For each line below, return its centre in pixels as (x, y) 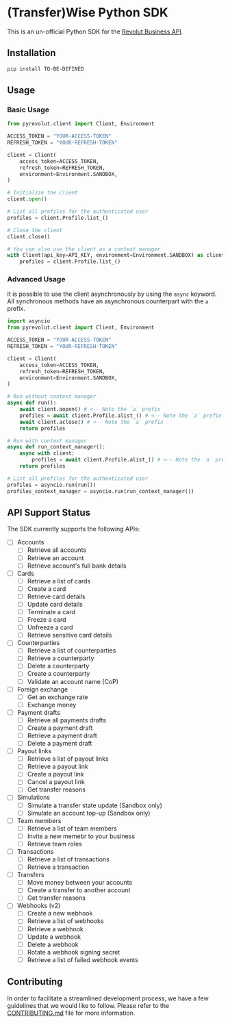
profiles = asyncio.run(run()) (52, 485)
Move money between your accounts (80, 883)
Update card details (55, 604)
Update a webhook (54, 937)
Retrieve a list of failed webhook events (83, 959)
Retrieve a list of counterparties (72, 651)
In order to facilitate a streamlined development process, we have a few (108, 998)
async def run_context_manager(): (56, 447)
